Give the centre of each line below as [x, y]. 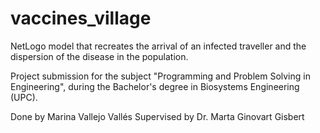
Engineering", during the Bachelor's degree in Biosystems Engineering [155, 86]
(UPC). [24, 97]
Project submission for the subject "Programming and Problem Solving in [160, 76]
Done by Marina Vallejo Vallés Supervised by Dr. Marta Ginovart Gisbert [157, 116]
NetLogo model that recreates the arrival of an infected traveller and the [158, 46]
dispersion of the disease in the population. [99, 56]
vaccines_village [81, 18]
